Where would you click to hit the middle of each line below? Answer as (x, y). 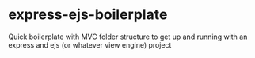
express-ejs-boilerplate (88, 15)
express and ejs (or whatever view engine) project (90, 44)
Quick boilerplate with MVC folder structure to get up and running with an (128, 37)
